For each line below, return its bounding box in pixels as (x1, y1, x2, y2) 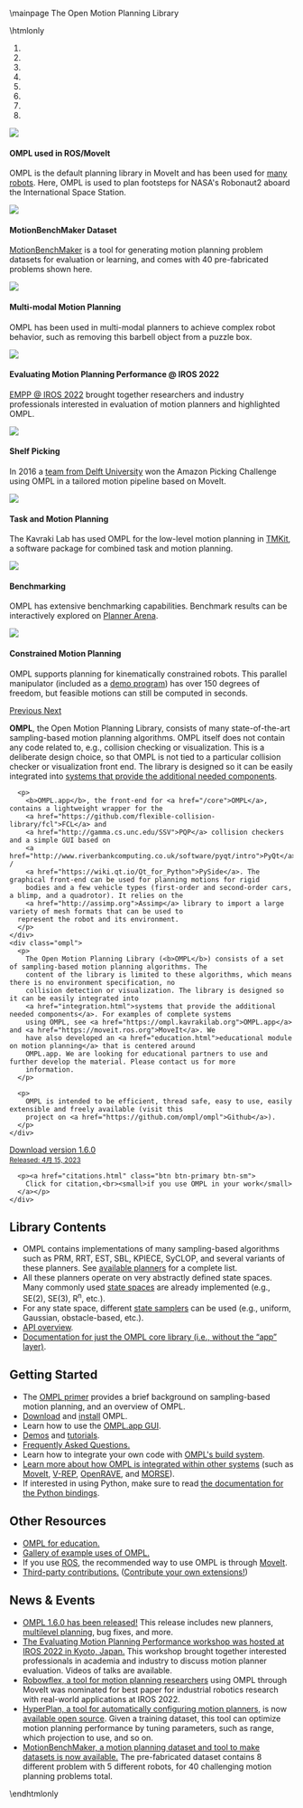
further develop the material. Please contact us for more (9, 1057, 236, 1066)
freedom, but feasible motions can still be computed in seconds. (9, 687, 248, 698)
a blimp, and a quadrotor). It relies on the (9, 891, 183, 900)
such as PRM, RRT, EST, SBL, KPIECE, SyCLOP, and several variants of (22, 1253, 286, 1264)
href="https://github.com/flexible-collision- (37, 811, 216, 821)
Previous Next (9, 705, 62, 715)
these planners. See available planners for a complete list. (22, 1263, 238, 1273)
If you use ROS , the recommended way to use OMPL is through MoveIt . (22, 1557, 288, 1567)
